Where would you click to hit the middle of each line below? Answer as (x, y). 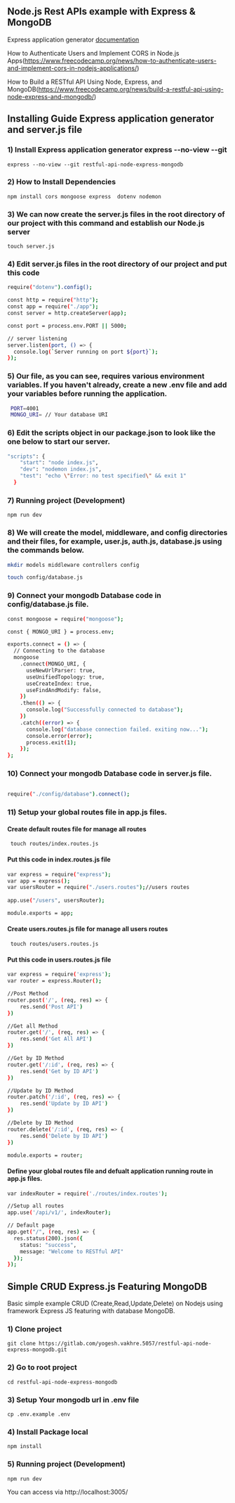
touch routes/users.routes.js (54, 944)
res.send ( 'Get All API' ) (56, 1039)
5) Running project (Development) (67, 1464)
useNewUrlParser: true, (61, 670)
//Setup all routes (36, 1206)
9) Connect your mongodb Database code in (84, 596)
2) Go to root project (42, 1367)
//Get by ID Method (36, 1059)
